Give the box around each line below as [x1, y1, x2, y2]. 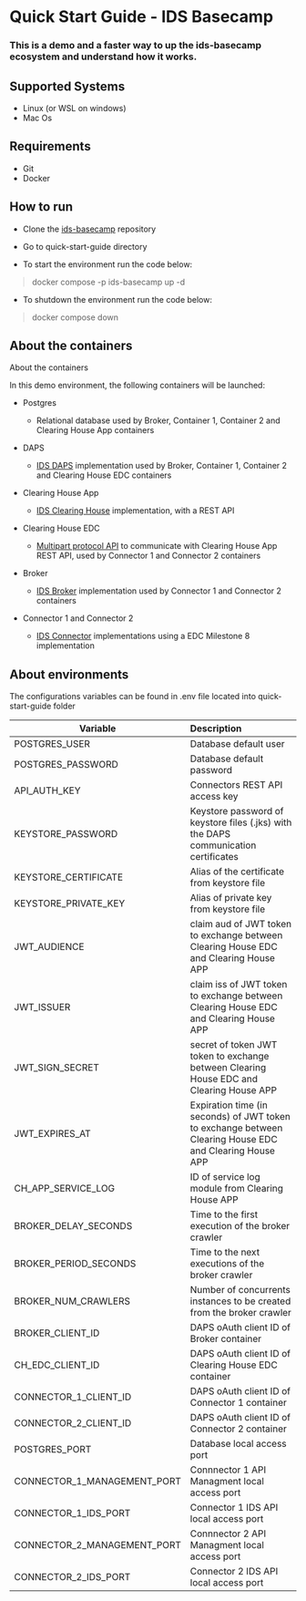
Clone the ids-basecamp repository [22, 223, 157, 234]
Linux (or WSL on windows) [22, 102, 127, 113]
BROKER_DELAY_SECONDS [14, 1220, 133, 1233]
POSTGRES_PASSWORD [14, 759, 118, 771]
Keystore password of [189, 805, 284, 818]
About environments [9, 666, 129, 682]
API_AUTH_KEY [14, 784, 81, 797]
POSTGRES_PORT [14, 1443, 92, 1456]
